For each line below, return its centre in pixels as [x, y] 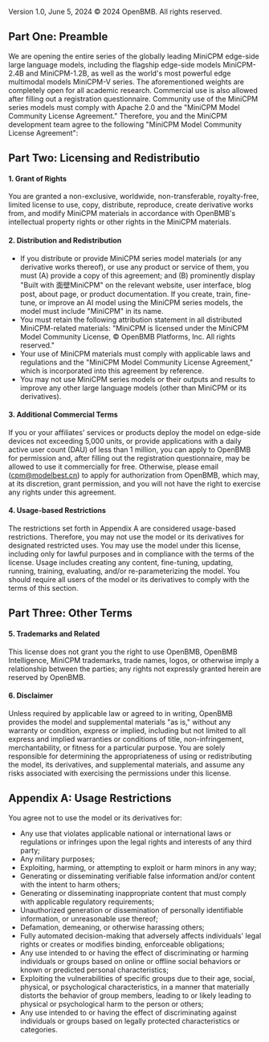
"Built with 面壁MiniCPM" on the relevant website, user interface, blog [135, 285]
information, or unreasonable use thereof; [89, 918]
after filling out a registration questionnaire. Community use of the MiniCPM [133, 99]
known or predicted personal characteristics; [94, 970]
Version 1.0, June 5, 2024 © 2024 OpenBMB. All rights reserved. [115, 12]
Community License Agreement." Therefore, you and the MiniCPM [118, 116]
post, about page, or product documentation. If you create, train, [126, 294]
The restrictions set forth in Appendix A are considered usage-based [122, 528]
